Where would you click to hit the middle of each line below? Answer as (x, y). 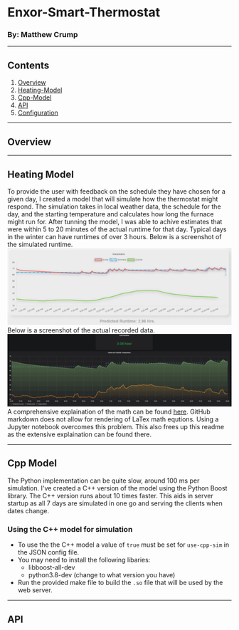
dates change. (28, 510)
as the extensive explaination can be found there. (80, 434)
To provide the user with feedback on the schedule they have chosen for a (117, 191)
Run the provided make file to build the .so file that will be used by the (120, 583)
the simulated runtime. (40, 244)
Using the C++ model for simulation (70, 529)
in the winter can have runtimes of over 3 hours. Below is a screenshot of (115, 236)
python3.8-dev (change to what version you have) (102, 575)
